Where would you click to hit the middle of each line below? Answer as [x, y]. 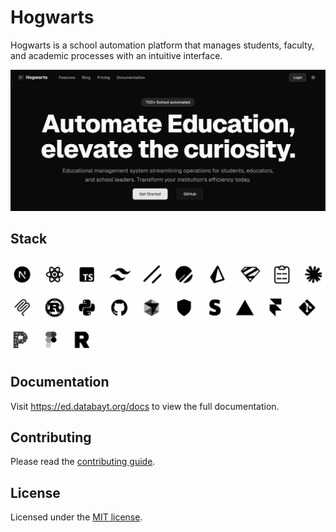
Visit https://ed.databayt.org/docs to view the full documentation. [145, 406]
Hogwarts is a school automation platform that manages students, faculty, [162, 45]
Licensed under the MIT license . [76, 517]
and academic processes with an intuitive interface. [116, 55]
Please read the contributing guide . [83, 462]
